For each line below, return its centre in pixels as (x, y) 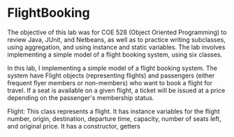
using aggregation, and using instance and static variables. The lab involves (116, 47)
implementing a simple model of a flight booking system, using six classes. (115, 55)
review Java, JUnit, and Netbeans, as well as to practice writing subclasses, (116, 39)
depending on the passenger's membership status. (81, 98)
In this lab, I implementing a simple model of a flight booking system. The (112, 68)
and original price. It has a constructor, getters (74, 126)
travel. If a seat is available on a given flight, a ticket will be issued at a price (116, 90)
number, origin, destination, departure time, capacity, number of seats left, (114, 118)
